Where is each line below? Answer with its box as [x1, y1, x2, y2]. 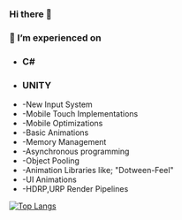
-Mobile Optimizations [21, 118, 103, 129]
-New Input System [21, 99, 93, 110]
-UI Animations [21, 174, 77, 185]
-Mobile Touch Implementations [21, 109, 139, 119]
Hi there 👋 [9, 8, 53, 20]
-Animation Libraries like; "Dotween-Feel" [21, 165, 174, 176]
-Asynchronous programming [21, 146, 130, 157]
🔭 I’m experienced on [9, 31, 102, 43]
